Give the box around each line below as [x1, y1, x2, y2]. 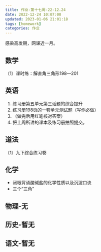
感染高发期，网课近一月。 [5, 40, 58, 46]
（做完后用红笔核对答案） [12, 113, 65, 119]
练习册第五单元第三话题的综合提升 [12, 100, 83, 106]
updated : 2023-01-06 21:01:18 [5, 16, 68, 21]
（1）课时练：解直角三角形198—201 [5, 70, 78, 76]
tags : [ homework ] [5, 21, 41, 26]
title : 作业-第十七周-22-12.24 [5, 7, 66, 12]
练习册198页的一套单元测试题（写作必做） [12, 107, 99, 113]
